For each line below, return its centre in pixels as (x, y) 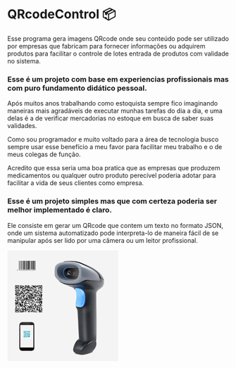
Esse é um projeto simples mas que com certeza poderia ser (112, 201)
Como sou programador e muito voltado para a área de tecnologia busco (113, 139)
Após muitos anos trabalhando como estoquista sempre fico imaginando (113, 103)
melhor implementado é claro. (60, 210)
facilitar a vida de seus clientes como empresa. (76, 183)
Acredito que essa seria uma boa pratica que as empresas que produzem (114, 168)
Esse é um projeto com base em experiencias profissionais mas (118, 79)
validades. (22, 126)
